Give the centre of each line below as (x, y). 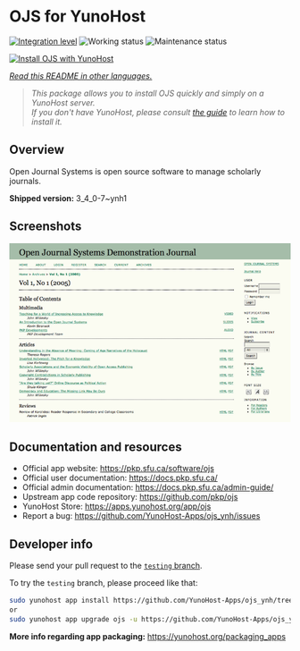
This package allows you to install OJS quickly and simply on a (148, 93)
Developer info (51, 544)
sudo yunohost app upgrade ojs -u (74, 619)
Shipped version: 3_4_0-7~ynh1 (68, 198)
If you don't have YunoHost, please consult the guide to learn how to (158, 112)
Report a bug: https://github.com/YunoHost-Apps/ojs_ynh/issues (141, 516)
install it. (46, 122)
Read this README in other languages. (81, 76)
